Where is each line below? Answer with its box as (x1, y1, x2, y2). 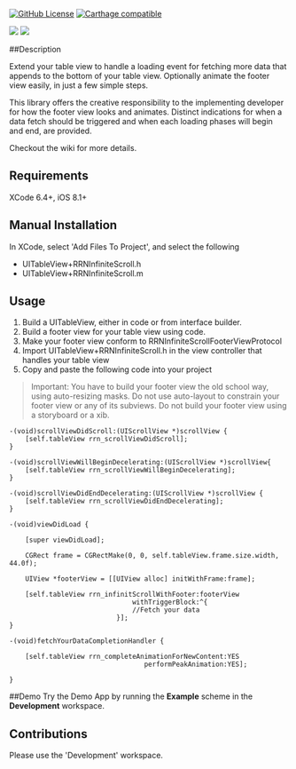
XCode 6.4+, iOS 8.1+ (9, 192, 88, 202)
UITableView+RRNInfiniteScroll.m (21, 267, 144, 279)
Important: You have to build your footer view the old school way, (30, 382, 269, 392)
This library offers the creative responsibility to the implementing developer (9, 98, 284, 107)
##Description (9, 44, 62, 54)
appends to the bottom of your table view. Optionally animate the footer (9, 71, 270, 81)
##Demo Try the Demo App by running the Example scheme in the (9, 691, 253, 702)
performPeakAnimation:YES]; (144, 660, 248, 670)
